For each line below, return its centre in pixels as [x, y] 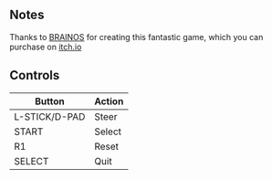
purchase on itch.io [46, 47]
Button [50, 101]
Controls [35, 75]
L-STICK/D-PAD [50, 116]
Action [109, 101]
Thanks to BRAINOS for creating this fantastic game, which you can [136, 37]
